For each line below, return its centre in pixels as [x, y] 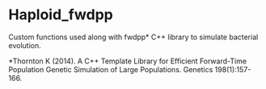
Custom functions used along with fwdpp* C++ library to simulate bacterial [133, 37]
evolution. [25, 45]
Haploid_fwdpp [61, 15]
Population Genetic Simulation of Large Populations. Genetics [111, 69]
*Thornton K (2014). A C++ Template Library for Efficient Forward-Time [128, 61]
